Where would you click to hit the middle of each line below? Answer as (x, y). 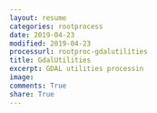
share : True (32, 94)
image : (22, 77)
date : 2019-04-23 (42, 35)
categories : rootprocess (56, 26)
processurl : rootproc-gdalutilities (78, 52)
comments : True (38, 86)
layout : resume (38, 18)
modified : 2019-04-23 (50, 43)
